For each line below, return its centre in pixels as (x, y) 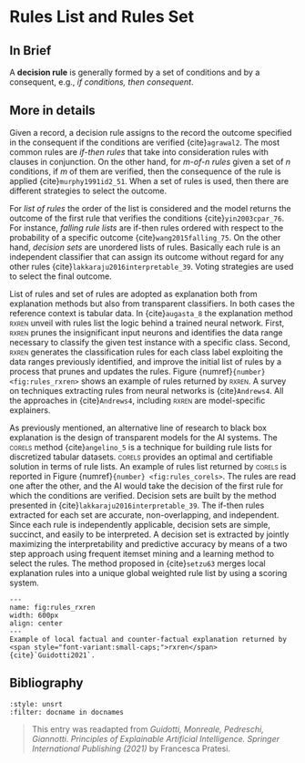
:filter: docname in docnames (67, 712)
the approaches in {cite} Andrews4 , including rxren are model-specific (137, 400)
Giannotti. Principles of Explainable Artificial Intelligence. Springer (156, 738)
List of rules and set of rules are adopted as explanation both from (133, 294)
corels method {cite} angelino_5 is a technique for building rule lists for (141, 447)
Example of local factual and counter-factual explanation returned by (148, 639)
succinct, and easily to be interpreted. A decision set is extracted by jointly (149, 534)
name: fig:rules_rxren (52, 607)
